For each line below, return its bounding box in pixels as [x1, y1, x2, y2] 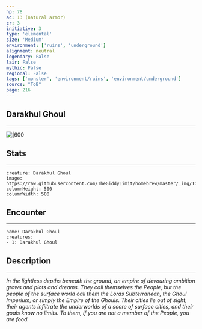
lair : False [6, 59, 36, 65]
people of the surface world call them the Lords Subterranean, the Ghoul [6, 290, 187, 298]
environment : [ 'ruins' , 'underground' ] [6, 43, 106, 49]
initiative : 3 [6, 25, 42, 32]
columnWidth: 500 [6, 191, 50, 197]
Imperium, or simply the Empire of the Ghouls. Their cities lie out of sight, [6, 297, 188, 304]
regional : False [6, 70, 47, 76]
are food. [6, 316, 29, 323]
